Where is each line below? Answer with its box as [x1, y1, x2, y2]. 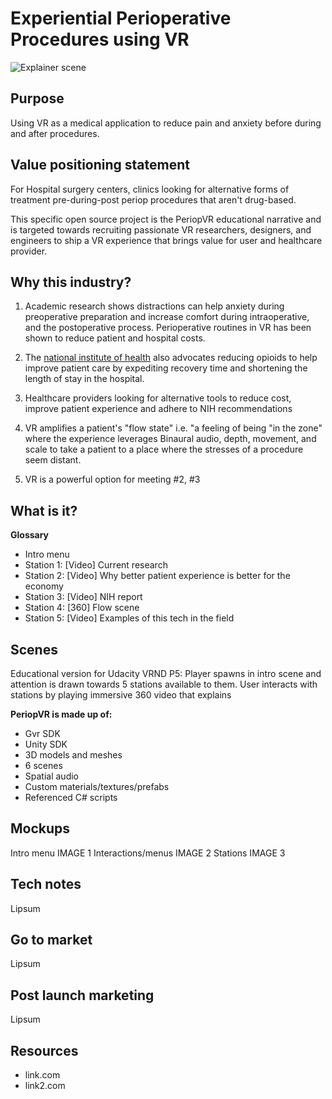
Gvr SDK [24, 728, 61, 739]
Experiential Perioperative [10, 7, 232, 30]
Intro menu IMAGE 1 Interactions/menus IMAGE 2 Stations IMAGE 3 [10, 847, 286, 859]
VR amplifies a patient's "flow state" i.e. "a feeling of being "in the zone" [24, 422, 323, 434]
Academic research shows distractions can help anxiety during [24, 300, 285, 312]
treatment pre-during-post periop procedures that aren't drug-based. [10, 193, 297, 206]
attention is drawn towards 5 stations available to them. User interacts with [10, 678, 318, 690]
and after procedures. [10, 127, 100, 139]
